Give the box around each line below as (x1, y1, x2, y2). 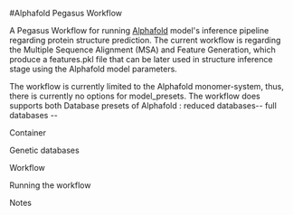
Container (9, 127, 47, 138)
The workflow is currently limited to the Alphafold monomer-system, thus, (9, 81, 285, 91)
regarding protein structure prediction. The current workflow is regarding (9, 35, 281, 45)
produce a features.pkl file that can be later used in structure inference (9, 54, 273, 64)
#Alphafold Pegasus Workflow (9, 8, 122, 18)
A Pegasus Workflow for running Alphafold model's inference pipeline (9, 25, 269, 35)
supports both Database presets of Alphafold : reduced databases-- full (9, 100, 278, 111)
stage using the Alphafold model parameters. (9, 63, 178, 74)
